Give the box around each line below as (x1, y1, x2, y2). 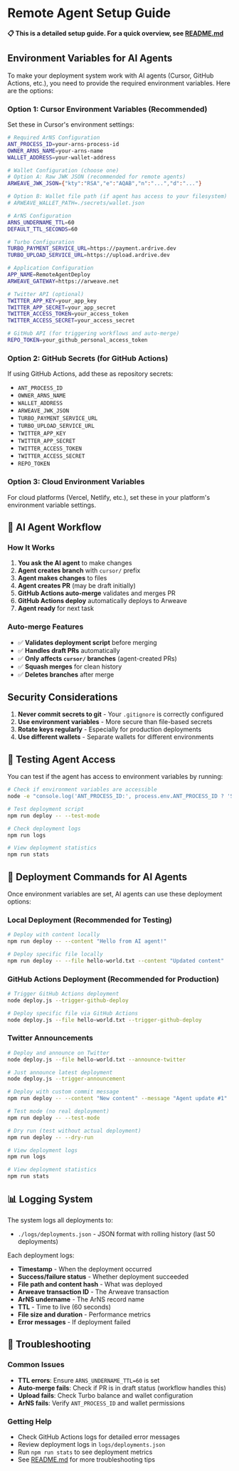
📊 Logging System (7, 1193, 93, 1205)
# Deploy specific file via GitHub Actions (7, 1010, 139, 1017)
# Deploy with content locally (7, 931, 100, 938)
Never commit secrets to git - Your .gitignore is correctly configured (17, 710, 224, 718)
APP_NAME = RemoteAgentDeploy (7, 271, 91, 278)
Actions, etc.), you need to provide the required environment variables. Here (7, 78, 231, 87)
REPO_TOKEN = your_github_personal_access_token (7, 337, 148, 344)
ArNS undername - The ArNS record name (17, 1294, 144, 1304)
